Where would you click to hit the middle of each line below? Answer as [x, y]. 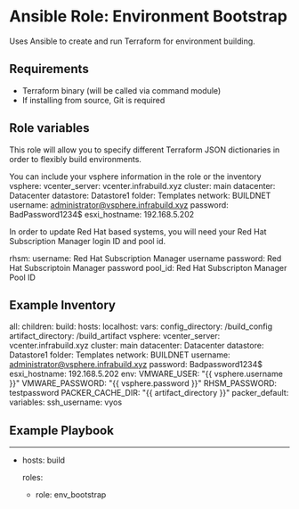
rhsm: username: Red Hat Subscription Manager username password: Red [145, 258]
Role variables [49, 128]
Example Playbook [61, 430]
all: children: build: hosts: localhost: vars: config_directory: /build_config [141, 326]
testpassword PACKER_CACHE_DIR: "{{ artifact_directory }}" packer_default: [149, 393]
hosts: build [43, 460]
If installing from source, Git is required [93, 100]
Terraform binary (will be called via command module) [121, 90]
